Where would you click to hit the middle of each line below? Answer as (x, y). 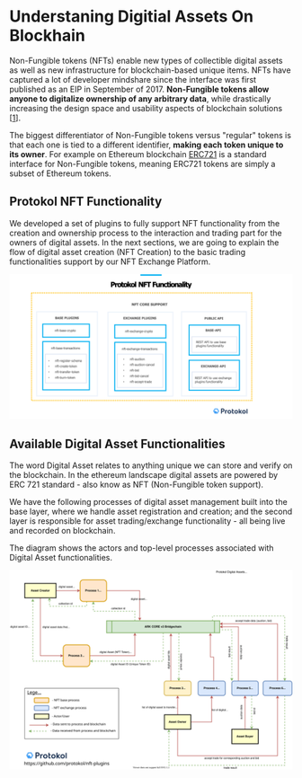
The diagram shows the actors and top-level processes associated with (142, 548)
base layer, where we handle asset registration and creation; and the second (151, 512)
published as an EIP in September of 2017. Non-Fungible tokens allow (139, 89)
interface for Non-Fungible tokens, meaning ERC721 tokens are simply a (142, 164)
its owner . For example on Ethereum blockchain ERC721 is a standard (138, 154)
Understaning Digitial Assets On (132, 17)
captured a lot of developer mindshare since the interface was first (133, 79)
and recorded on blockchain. (62, 531)
